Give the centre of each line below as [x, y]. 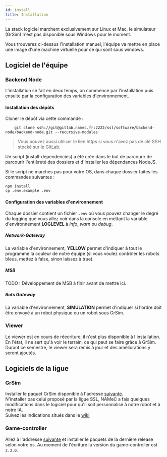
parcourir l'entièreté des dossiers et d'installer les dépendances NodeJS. [81, 162]
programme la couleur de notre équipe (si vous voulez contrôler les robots [82, 253]
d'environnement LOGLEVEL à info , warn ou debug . [59, 224]
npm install [18, 186]
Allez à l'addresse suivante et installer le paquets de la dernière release [79, 439]
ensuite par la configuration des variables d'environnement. [67, 96]
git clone [25, 128]
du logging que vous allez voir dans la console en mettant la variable [76, 218]
